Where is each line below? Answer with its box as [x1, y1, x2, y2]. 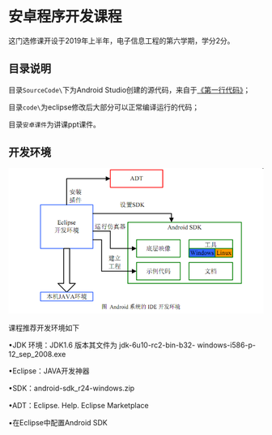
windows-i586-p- [197, 340, 257, 350]
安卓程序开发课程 [8, 7, 123, 26]
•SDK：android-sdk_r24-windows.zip [8, 383, 135, 394]
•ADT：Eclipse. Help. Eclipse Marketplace [8, 401, 149, 411]
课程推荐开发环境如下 [8, 323, 79, 333]
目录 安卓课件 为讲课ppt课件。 [8, 119, 101, 129]
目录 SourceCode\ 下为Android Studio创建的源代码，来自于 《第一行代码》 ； [8, 84, 251, 94]
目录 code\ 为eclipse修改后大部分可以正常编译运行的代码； [8, 102, 200, 112]
